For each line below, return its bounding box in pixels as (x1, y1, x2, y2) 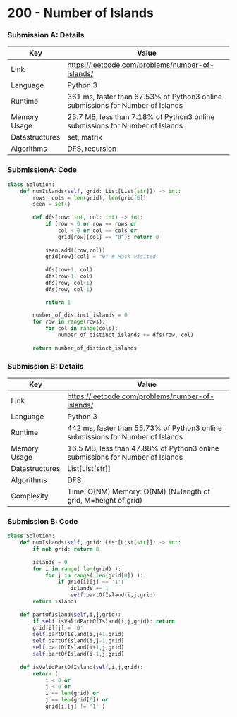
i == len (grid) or (44, 690, 99, 697)
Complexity (11, 491, 49, 501)
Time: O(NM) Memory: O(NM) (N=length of (67, 486, 211, 496)
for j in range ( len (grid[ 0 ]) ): (44, 572, 143, 579)
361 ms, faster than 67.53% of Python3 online (67, 92, 222, 102)
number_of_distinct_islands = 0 (32, 312, 128, 319)
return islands (32, 598, 78, 605)
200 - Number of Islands (7, 5, 154, 21)
